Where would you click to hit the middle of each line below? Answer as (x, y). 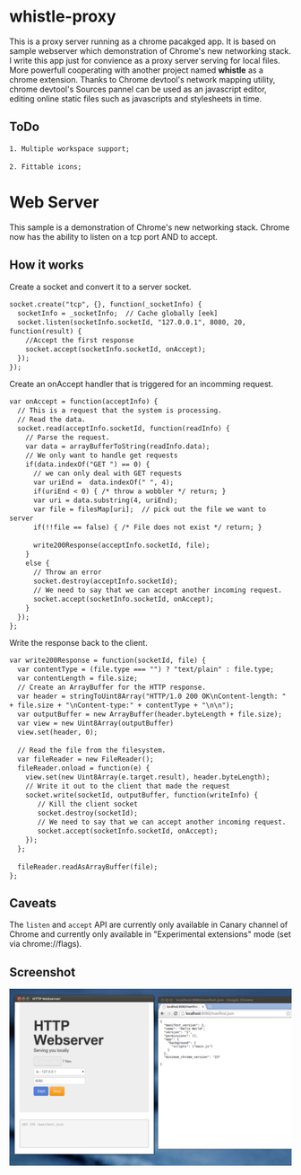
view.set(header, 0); (58, 732)
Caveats (33, 903)
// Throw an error (67, 572)
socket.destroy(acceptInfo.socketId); (105, 581)
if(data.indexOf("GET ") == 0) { (88, 464)
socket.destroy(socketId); (88, 813)
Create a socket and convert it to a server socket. (100, 287)
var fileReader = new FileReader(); (86, 759)
